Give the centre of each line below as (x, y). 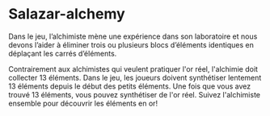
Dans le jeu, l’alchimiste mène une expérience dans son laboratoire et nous (133, 36)
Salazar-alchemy (67, 14)
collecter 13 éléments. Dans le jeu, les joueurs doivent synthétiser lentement (135, 77)
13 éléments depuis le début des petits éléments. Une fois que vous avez (130, 86)
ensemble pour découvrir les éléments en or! (83, 103)
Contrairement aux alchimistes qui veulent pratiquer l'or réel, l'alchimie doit (133, 68)
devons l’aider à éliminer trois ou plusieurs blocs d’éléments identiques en (131, 44)
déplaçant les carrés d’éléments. (63, 53)
